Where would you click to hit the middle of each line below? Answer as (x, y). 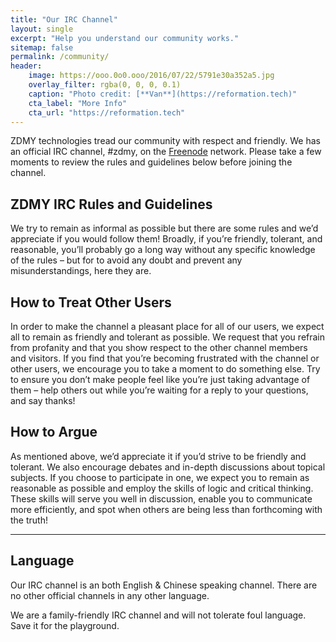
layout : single (42, 29)
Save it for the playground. (65, 625)
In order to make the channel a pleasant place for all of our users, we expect (167, 326)
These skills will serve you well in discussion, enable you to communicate (161, 498)
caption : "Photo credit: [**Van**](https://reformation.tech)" (163, 94)
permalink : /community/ (60, 57)
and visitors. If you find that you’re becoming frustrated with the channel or (165, 358)
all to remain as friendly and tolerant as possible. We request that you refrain (168, 337)
